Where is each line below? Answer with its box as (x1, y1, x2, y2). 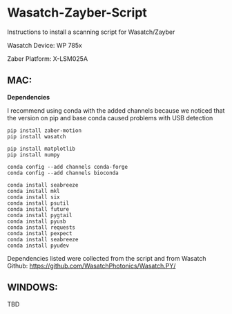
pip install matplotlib (7, 145, 76, 152)
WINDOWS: (7, 281, 58, 293)
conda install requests (7, 223, 76, 231)
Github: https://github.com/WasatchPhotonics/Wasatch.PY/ (7, 261, 176, 270)
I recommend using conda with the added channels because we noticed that (7, 106, 225, 115)
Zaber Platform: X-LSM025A (7, 54, 88, 63)
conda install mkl (7, 187, 60, 194)
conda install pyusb (7, 218, 67, 225)
